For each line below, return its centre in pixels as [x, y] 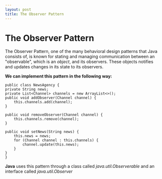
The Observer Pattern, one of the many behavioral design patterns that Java [81, 51]
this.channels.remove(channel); [46, 119]
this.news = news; [32, 136]
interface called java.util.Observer [39, 171]
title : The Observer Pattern [34, 14]
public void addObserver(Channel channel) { [51, 98]
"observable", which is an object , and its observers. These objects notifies [79, 62]
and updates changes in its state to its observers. [54, 67]
